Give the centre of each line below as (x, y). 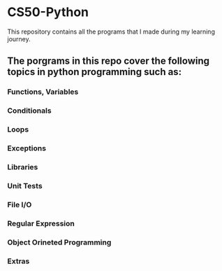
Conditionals (29, 111)
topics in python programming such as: (95, 72)
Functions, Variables (43, 92)
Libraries (23, 167)
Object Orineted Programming (59, 242)
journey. (19, 39)
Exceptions (27, 148)
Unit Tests (25, 186)
